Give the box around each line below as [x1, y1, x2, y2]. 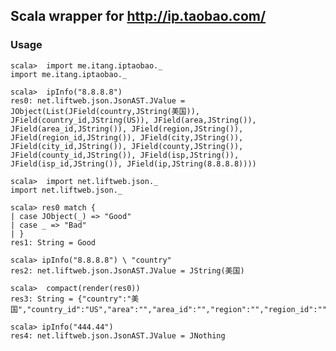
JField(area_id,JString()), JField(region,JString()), [10, 124, 244, 134]
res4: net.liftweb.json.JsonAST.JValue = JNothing [10, 330, 226, 341]
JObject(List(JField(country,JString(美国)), [10, 106, 200, 116]
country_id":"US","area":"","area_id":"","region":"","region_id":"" [31, 304, 327, 314]
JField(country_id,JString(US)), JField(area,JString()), [10, 115, 257, 125]
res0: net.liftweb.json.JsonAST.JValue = [10, 95, 186, 106]
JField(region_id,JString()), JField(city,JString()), [10, 132, 244, 143]
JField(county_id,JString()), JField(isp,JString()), [10, 150, 240, 160]
